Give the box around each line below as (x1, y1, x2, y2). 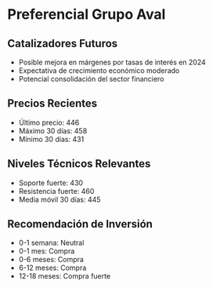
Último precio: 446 (18, 118, 80, 127)
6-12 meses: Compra (18, 263, 87, 272)
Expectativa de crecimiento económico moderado (18, 66, 180, 75)
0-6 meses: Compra (18, 255, 84, 264)
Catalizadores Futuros (7, 37, 118, 50)
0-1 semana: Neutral (18, 238, 85, 248)
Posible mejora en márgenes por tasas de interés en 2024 (18, 57, 207, 67)
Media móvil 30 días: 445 (18, 195, 101, 204)
